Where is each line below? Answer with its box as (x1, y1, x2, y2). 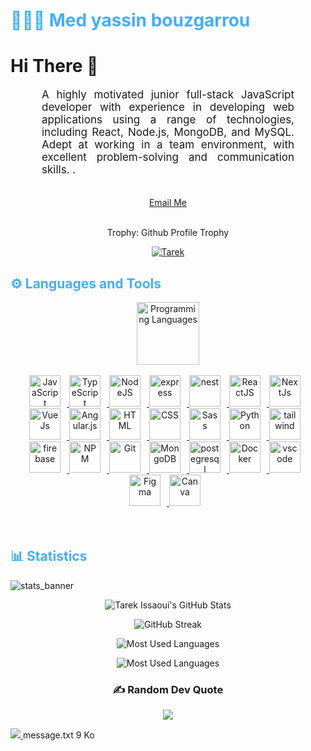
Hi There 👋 (10, 55, 99, 78)
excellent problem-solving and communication (41, 150, 295, 164)
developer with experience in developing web (41, 100, 295, 114)
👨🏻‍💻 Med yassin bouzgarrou (10, 9, 251, 32)
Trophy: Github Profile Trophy (106, 227, 230, 239)
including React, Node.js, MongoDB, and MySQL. (41, 125, 295, 139)
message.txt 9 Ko (22, 729, 95, 741)
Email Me (148, 197, 188, 209)
